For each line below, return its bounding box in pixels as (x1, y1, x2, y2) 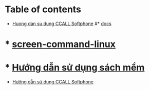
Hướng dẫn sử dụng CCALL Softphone (12, 79, 93, 85)
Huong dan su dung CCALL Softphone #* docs (12, 20, 111, 27)
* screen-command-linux (5, 38, 116, 50)
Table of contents (5, 4, 82, 15)
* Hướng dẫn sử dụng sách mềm (5, 62, 145, 74)
